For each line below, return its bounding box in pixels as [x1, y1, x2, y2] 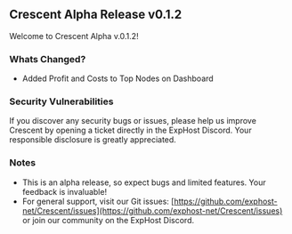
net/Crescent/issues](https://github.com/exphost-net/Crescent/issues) [21, 205, 283, 216]
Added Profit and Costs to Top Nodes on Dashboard [21, 73, 214, 84]
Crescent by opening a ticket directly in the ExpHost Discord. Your [9, 125, 252, 136]
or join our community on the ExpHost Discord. [21, 214, 195, 225]
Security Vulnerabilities [9, 95, 114, 108]
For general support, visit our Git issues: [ [21, 196, 174, 206]
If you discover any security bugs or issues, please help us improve [9, 116, 256, 126]
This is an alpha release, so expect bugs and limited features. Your [21, 177, 266, 188]
